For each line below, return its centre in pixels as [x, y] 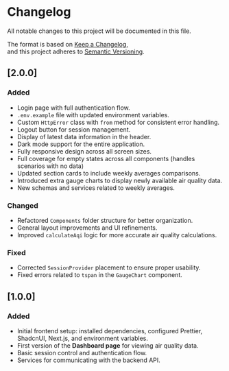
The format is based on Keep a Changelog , [68, 44]
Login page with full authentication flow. [73, 108]
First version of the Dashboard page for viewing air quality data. [108, 345]
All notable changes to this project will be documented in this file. [99, 31]
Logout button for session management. [74, 129]
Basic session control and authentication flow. [82, 352]
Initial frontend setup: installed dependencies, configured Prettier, [110, 331]
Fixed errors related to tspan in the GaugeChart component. [100, 275]
